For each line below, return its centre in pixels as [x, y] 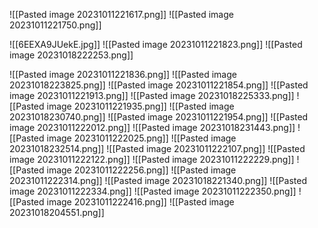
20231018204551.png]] [57, 212]
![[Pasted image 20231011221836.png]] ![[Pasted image [123, 74]
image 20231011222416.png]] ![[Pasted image [140, 202]
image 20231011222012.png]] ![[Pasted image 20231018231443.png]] [152, 127]
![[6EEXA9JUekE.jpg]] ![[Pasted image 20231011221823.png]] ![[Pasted [156, 44]
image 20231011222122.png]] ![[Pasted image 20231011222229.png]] [152, 159]
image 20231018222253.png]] [71, 55]
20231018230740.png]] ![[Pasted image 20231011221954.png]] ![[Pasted [159, 117]
